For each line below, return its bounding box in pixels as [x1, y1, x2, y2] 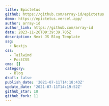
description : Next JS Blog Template [5, 35, 80, 40]
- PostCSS [9, 57, 29, 62]
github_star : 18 [5, 89, 38, 94]
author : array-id [5, 21, 41, 26]
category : [5, 66, 26, 71]
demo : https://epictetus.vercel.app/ [5, 16, 82, 21]
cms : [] [5, 62, 21, 66]
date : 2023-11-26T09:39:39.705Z [5, 30, 71, 35]
